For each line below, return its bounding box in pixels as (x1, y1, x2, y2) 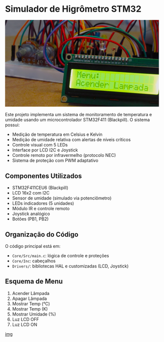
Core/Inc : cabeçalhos (12, 258, 56, 264)
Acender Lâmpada (12, 290, 50, 296)
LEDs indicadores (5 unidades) (12, 200, 74, 206)
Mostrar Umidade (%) (12, 311, 56, 317)
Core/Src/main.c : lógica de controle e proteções (12, 253, 109, 259)
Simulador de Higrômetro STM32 (5, 3, 142, 15)
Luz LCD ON (12, 321, 38, 327)
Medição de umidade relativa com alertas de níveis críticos (12, 137, 131, 143)
